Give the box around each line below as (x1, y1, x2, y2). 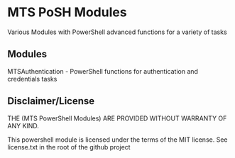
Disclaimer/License (7, 95, 95, 107)
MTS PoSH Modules (7, 4, 127, 21)
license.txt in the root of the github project (7, 142, 131, 151)
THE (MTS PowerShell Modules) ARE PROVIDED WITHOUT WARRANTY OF (7, 114, 227, 123)
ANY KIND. (7, 121, 39, 130)
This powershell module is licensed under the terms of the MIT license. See (7, 135, 228, 144)
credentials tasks (7, 74, 58, 83)
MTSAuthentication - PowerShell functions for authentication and (7, 67, 199, 75)
